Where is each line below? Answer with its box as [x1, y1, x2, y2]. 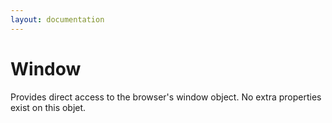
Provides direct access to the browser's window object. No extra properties [10, 91, 322, 103]
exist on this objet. [10, 101, 87, 113]
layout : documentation [10, 14, 105, 25]
